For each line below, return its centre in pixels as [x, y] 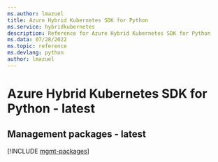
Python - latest [51, 108]
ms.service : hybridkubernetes [51, 27]
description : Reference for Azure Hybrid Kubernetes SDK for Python [109, 33]
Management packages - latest [77, 134]
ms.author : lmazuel [36, 14]
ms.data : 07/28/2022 [37, 40]
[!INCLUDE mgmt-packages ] [48, 151]
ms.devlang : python [36, 53]
